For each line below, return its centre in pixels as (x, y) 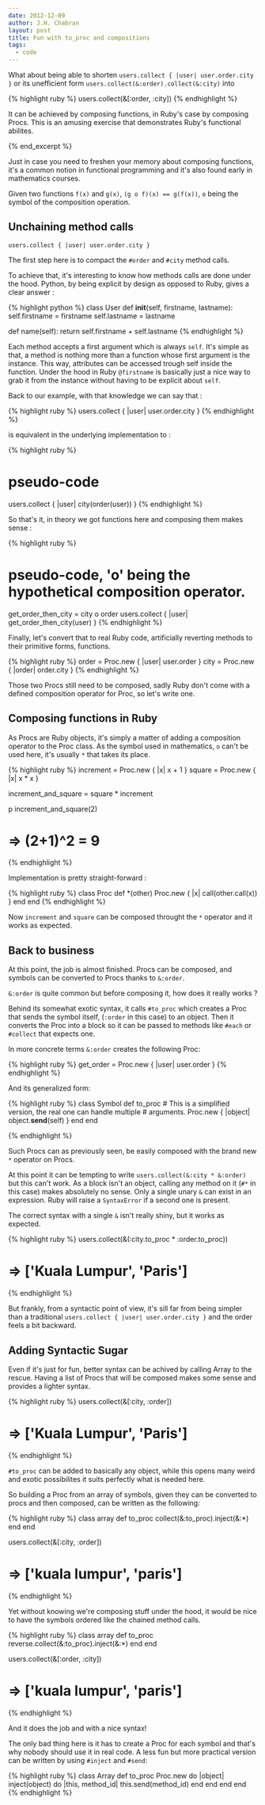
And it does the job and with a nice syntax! (78, 1728)
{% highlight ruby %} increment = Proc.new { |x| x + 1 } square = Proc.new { (132, 770)
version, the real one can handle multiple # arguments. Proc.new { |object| (129, 1112)
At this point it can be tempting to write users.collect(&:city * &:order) (127, 1175)
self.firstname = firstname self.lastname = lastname (92, 316)
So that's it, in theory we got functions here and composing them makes (126, 519)
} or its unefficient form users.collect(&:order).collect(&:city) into (121, 83)
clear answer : (31, 292)
